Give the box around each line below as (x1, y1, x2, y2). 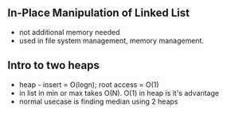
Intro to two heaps (7, 59, 100, 72)
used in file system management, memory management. (18, 36, 205, 45)
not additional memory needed (18, 27, 120, 36)
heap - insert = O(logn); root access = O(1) (18, 79, 160, 89)
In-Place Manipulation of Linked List (7, 6, 190, 20)
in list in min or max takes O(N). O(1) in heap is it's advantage (18, 88, 220, 97)
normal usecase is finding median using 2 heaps (18, 97, 178, 106)
